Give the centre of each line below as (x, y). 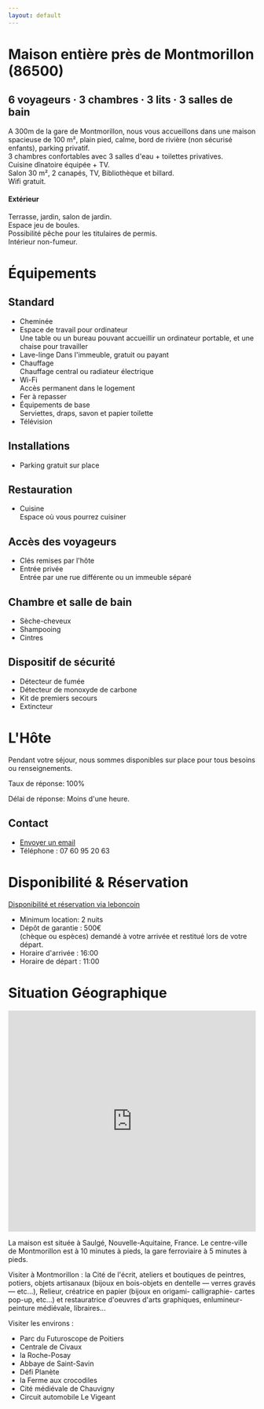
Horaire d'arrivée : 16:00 (59, 952)
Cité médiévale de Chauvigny (67, 1389)
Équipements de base (55, 405)
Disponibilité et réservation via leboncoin (74, 904)
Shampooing (40, 629)
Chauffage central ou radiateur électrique (86, 371)
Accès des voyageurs (62, 542)
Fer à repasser (43, 396)
